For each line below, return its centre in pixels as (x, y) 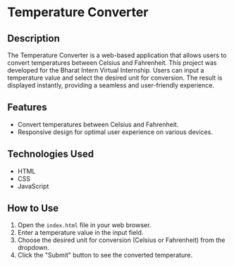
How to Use (33, 208)
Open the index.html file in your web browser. (84, 225)
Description (33, 38)
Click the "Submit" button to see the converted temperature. (105, 255)
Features (27, 108)
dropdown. (33, 248)
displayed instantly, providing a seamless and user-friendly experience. (111, 85)
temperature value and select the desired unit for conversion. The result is (115, 78)
